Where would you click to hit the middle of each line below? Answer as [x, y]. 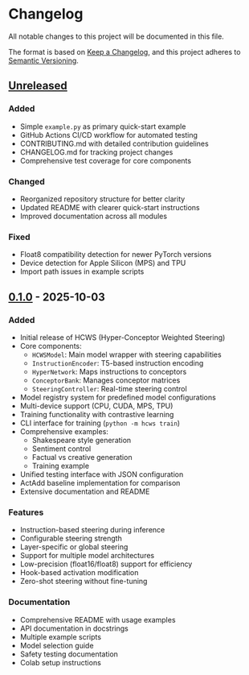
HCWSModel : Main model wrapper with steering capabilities [127, 354]
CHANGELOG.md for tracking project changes [96, 152]
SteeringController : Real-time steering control [109, 388]
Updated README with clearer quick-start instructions [110, 207]
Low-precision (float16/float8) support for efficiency [106, 564]
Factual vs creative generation [82, 457]
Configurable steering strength [71, 538]
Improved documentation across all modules [93, 216]
